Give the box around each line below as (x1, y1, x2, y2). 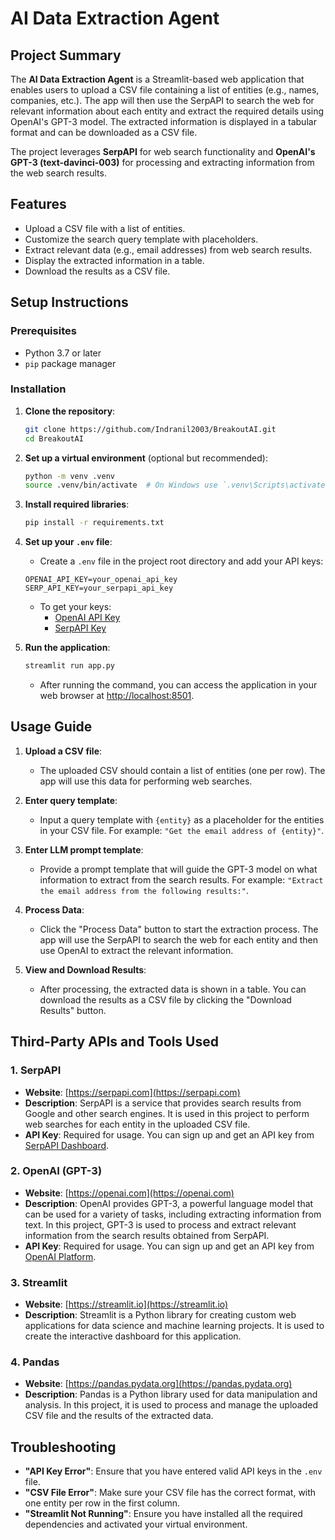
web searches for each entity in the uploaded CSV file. (24, 1118, 251, 1130)
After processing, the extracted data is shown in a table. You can (39, 983, 307, 995)
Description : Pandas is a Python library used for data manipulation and (24, 1388, 318, 1401)
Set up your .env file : (24, 536, 113, 548)
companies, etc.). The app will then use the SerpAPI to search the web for (10, 95, 315, 106)
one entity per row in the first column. (24, 1497, 181, 1509)
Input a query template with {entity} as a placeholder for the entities (39, 813, 325, 826)
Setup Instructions (10, 294, 129, 311)
